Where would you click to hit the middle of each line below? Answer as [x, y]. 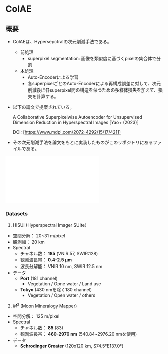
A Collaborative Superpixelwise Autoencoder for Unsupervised [77, 117]
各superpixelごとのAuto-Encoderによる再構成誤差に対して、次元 [94, 84]
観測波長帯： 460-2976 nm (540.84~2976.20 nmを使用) [78, 334]
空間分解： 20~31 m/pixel [39, 236]
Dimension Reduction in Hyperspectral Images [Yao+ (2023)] [75, 122]
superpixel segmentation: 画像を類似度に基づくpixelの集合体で [92, 59]
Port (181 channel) [39, 278]
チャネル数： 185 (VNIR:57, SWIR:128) [59, 254]
